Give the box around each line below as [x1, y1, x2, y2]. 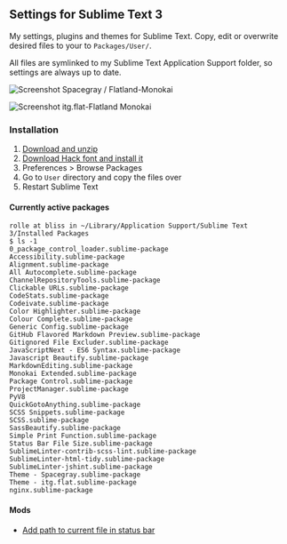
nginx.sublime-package [9, 486, 93, 495]
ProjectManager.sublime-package [9, 385, 129, 394]
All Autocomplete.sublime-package [9, 268, 138, 277]
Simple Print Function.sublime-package [9, 431, 157, 441]
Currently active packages [9, 202, 109, 212]
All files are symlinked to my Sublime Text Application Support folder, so [9, 57, 273, 68]
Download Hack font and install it [21, 153, 144, 164]
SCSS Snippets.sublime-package [9, 408, 125, 417]
